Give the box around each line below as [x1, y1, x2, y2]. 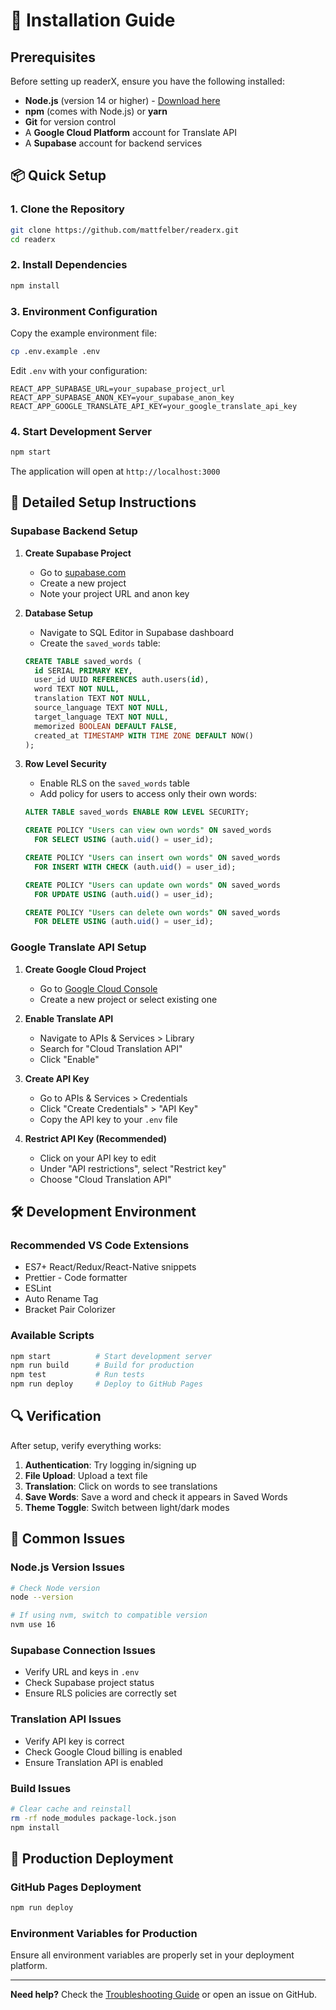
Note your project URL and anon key [39, 587, 190, 599]
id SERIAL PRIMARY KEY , [34, 665, 133, 676]
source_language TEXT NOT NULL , [34, 703, 169, 713]
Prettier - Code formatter [24, 1272, 128, 1284]
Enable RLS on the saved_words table [39, 777, 190, 789]
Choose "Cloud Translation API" [39, 1173, 172, 1185]
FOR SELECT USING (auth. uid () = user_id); [34, 835, 214, 845]
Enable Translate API [24, 1012, 114, 1024]
